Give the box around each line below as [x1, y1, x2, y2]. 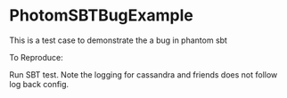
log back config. [9, 78, 70, 89]
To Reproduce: [9, 52, 64, 62]
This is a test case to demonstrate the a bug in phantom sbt [9, 35, 227, 45]
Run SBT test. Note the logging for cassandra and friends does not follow [9, 69, 278, 80]
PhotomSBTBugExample [9, 5, 193, 26]
